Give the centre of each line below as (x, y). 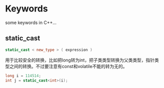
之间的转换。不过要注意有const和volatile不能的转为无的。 (68, 66)
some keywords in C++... (31, 22)
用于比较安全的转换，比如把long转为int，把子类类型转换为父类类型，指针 (80, 60)
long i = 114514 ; (23, 75)
